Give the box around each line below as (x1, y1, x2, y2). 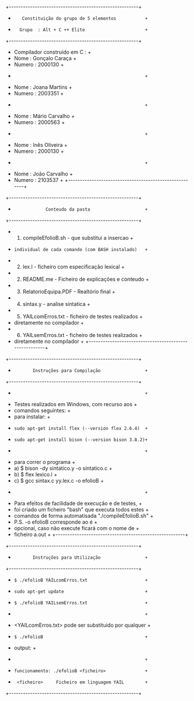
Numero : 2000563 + (13, 119, 65, 126)
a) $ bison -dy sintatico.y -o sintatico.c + (13, 465, 113, 472)
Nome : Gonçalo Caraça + (13, 55, 77, 61)
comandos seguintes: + (13, 407, 71, 414)
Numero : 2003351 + (13, 90, 64, 97)
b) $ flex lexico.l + (13, 471, 58, 477)
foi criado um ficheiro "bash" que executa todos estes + (13, 506, 150, 513)
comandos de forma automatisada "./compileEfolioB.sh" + (13, 513, 154, 519)
